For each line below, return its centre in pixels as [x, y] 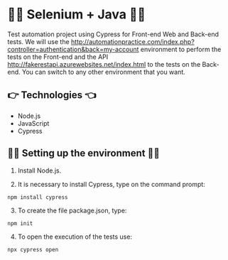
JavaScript [33, 123]
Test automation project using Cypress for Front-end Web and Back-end [113, 34]
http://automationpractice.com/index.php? [133, 41]
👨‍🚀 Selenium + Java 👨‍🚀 [77, 15]
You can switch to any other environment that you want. [104, 72]
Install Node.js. [39, 170]
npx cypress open [33, 249]
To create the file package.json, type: [72, 210]
